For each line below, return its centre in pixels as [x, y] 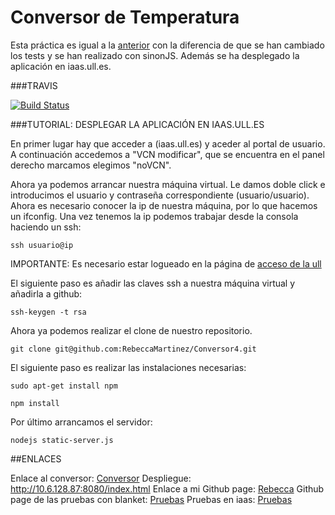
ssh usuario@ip [42, 245]
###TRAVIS [34, 85]
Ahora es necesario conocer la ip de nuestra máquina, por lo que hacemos [164, 205]
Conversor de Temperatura [125, 17]
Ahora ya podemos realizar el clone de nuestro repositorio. [131, 330]
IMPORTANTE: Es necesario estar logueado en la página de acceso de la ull [166, 263]
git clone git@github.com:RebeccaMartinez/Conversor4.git [133, 349]
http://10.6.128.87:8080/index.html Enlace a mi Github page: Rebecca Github [167, 488]
